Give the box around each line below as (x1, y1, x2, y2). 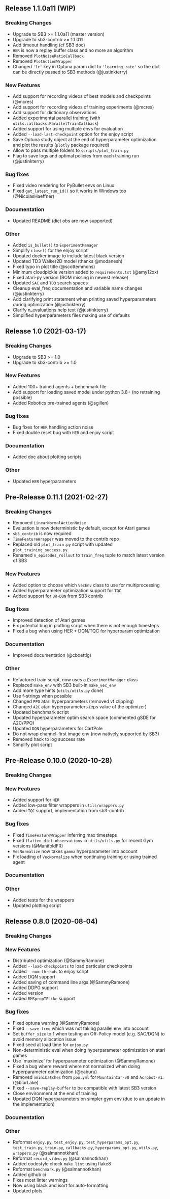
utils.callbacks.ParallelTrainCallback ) (12, 120, 99, 126)
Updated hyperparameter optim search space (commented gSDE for (12, 714, 156, 721)
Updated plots (12, 1187, 43, 1194)
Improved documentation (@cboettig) (12, 652, 91, 658)
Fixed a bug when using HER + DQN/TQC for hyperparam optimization (12, 628, 160, 634)
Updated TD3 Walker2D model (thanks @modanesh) (12, 258, 123, 264)
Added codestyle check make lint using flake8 (12, 1160, 111, 1166)
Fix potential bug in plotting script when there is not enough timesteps (12, 623, 159, 629)
